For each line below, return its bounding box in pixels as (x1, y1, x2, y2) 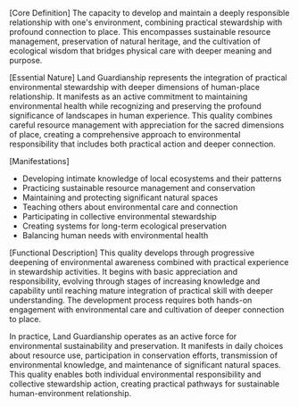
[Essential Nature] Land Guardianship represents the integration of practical (9, 72, 287, 83)
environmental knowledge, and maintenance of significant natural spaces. (9, 360, 281, 370)
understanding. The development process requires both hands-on (9, 295, 253, 305)
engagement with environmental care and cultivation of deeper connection (9, 304, 285, 315)
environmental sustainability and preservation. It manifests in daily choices (9, 341, 284, 351)
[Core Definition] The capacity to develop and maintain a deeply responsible (9, 8, 290, 18)
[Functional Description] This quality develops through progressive (9, 247, 255, 258)
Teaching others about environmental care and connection (21, 202, 238, 212)
